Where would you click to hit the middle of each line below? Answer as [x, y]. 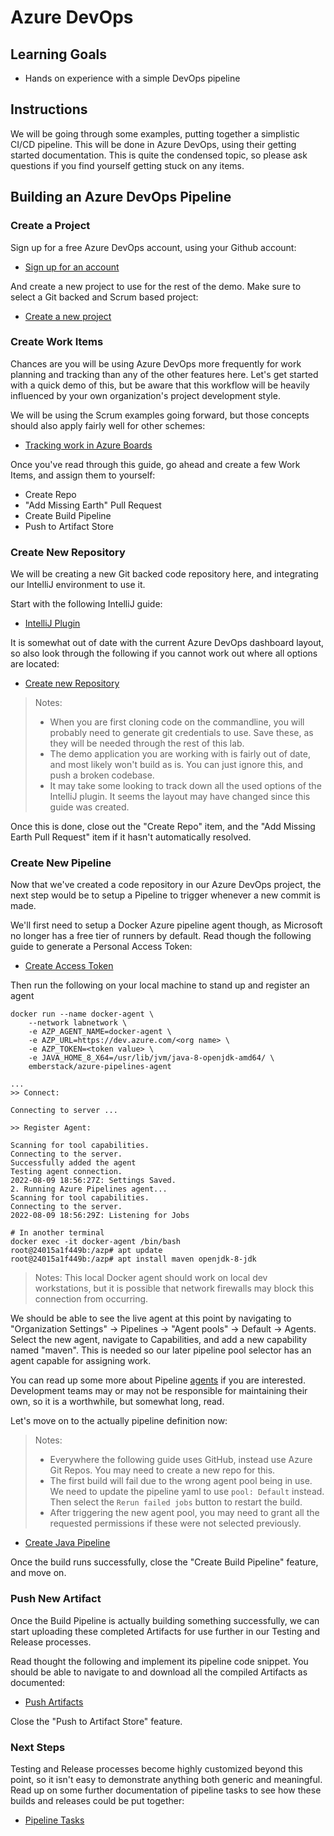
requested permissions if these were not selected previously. [175, 1523]
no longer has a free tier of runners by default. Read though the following [161, 936]
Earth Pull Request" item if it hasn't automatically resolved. [131, 837]
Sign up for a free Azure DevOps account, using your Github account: [153, 247]
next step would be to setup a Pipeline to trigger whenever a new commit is [165, 895]
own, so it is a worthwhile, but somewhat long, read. [117, 1402]
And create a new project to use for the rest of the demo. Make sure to [156, 286]
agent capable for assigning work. [81, 1361]
